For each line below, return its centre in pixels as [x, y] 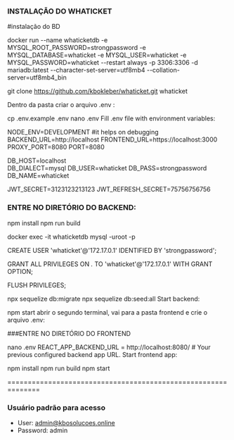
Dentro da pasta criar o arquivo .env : [61, 105]
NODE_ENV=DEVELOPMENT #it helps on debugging [83, 132]
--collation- [163, 70]
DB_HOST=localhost [37, 161]
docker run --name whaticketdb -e [58, 40]
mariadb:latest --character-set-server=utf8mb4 [76, 70]
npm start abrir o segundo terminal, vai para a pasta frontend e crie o [108, 312]
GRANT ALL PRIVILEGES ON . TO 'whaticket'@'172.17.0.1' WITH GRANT [110, 264]
